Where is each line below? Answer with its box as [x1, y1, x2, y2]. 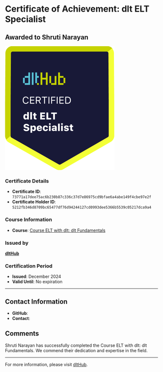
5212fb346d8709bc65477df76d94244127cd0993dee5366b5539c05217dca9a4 [12, 205, 151, 210]
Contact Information [5, 297, 68, 305]
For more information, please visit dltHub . [5, 361, 88, 367]
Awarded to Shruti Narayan [5, 33, 89, 41]
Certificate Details [5, 177, 49, 184]
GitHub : [12, 310, 28, 316]
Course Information [5, 216, 52, 223]
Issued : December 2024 [12, 273, 62, 280]
